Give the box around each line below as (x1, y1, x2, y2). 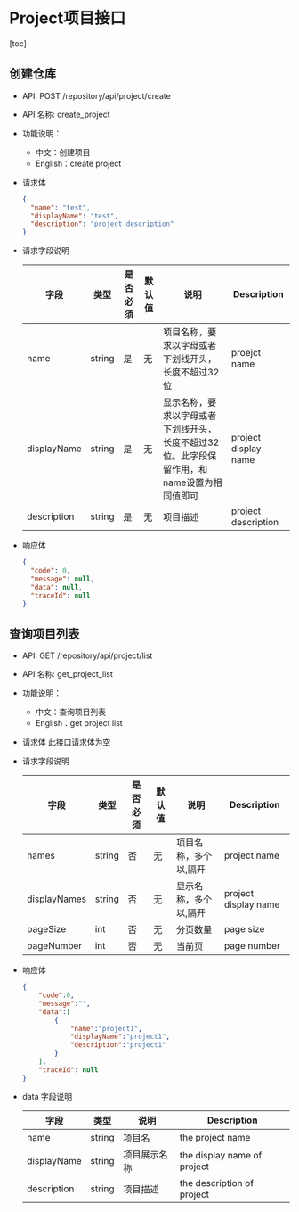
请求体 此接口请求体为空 (21, 737, 111, 747)
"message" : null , (30, 574, 95, 583)
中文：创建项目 (35, 146, 91, 157)
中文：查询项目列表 (35, 706, 107, 718)
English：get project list (35, 718, 123, 729)
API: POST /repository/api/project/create (21, 90, 171, 101)
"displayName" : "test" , (30, 211, 118, 220)
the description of (179, 1176, 255, 1189)
